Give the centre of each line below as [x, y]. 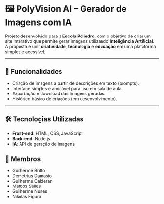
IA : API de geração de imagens [43, 144]
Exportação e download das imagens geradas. [59, 93]
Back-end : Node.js [31, 138]
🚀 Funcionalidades [34, 71]
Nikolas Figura [27, 197]
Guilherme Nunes [30, 191]
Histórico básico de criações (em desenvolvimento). [64, 99]
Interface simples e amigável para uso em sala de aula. [67, 88]
